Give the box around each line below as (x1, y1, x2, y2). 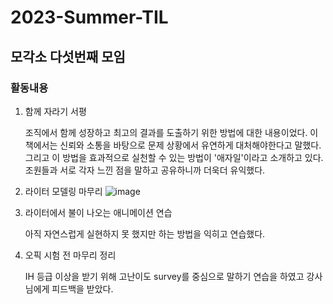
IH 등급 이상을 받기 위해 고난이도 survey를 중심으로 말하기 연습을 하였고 (24, 270, 305, 282)
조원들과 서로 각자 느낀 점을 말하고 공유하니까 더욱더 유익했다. (24, 164, 266, 176)
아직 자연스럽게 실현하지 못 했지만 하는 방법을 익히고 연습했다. (24, 227, 266, 240)
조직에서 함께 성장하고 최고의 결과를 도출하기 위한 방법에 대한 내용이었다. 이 (24, 126, 319, 138)
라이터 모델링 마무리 (24, 185, 103, 197)
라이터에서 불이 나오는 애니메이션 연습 (24, 206, 173, 218)
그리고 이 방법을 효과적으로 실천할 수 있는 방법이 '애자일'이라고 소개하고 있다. (24, 151, 324, 163)
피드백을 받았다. (51, 282, 114, 295)
